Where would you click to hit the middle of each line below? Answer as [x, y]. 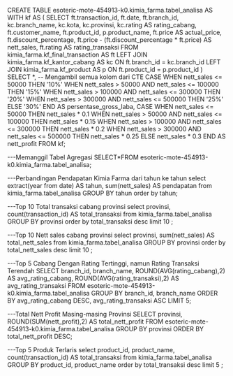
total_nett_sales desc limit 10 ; [50, 250]
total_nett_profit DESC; [40, 336]
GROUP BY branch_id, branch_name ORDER [155, 293]
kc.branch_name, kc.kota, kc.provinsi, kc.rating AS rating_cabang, [102, 25]
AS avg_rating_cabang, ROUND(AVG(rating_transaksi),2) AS [93, 278]
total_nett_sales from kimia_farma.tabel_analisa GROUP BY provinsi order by [116, 243]
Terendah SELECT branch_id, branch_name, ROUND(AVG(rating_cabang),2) [116, 271]
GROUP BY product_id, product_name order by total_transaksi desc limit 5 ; [115, 365]
